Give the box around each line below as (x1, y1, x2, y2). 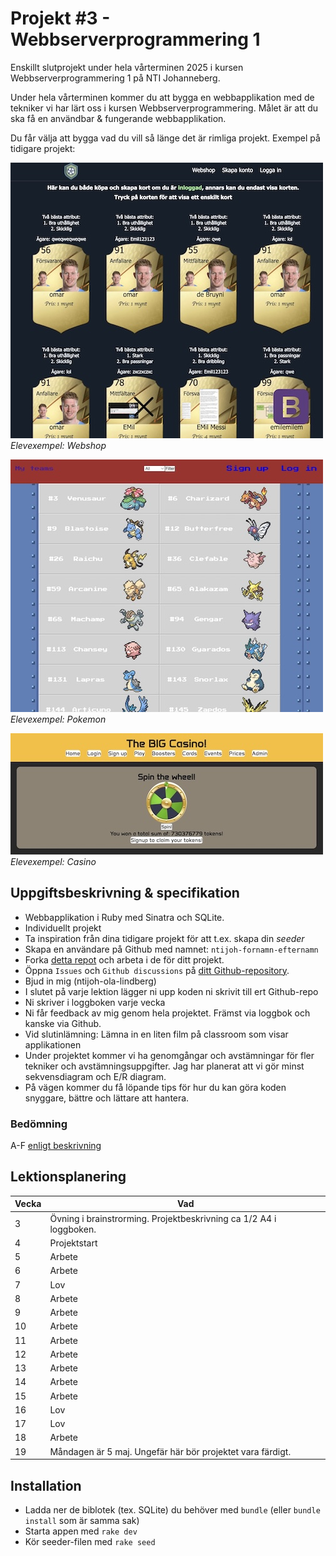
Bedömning (10, 1117, 68, 1131)
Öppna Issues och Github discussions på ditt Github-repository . (24, 964, 290, 976)
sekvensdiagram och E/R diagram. (24, 1070, 167, 1082)
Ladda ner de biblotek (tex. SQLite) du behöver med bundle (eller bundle (24, 1503, 321, 1516)
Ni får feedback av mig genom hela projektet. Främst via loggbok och (24, 1007, 311, 1019)
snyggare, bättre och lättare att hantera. (24, 1092, 190, 1104)
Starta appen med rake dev (24, 1525, 138, 1537)
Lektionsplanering (10, 1168, 127, 1186)
